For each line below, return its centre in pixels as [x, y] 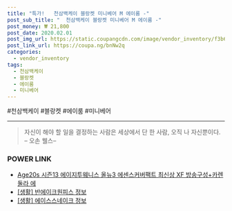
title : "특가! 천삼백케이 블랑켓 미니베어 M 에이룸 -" [78, 13]
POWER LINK [29, 159]
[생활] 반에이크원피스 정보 [52, 192]
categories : [24, 52]
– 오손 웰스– [40, 141]
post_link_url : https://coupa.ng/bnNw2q [66, 46]
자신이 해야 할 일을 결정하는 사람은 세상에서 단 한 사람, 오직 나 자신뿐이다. [122, 132]
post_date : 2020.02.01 [40, 33]
